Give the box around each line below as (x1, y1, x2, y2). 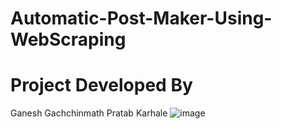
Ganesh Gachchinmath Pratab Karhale (10, 107, 168, 119)
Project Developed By (10, 74, 193, 97)
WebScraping (10, 28, 127, 51)
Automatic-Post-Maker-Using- (10, 7, 273, 30)
